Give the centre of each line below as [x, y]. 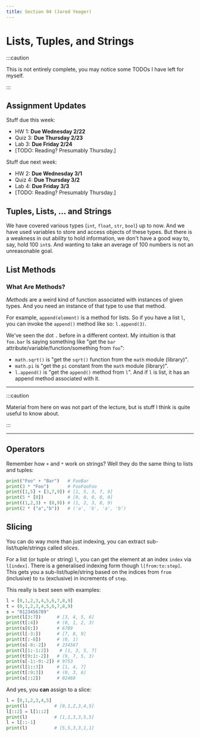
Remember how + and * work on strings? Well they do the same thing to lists [100, 463]
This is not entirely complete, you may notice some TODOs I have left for [95, 69]
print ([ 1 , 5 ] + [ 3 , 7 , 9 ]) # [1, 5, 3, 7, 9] [60, 492]
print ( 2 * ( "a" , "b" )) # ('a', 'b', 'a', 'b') [66, 509]
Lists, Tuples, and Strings [70, 41]
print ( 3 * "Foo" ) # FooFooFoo [51, 486]
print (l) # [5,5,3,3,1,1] [50, 728]
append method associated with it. [57, 378]
